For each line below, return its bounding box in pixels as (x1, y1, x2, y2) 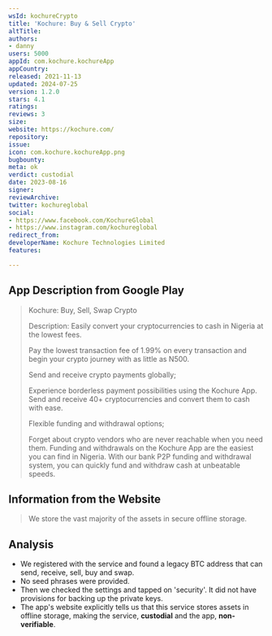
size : (8, 118, 27, 126)
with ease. (28, 403, 63, 412)
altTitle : (8, 27, 42, 35)
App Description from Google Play (8, 284, 184, 298)
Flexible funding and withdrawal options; (28, 418, 165, 428)
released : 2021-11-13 (8, 72, 82, 81)
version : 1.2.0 (8, 87, 60, 96)
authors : (8, 34, 38, 43)
